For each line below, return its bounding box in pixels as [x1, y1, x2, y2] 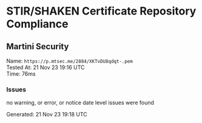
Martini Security [6, 41, 69, 52]
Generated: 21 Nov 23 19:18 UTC [6, 111, 88, 118]
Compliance [6, 17, 69, 31]
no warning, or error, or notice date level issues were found [6, 99, 155, 107]
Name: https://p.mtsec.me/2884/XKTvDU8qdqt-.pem [6, 58, 133, 64]
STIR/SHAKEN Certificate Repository [6, 4, 197, 18]
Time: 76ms [6, 70, 36, 77]
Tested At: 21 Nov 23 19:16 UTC [6, 64, 85, 71]
